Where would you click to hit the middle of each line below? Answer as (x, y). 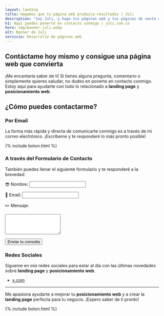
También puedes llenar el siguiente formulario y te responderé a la (72, 169)
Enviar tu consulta (24, 242)
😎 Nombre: (17, 184)
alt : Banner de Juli (26, 32)
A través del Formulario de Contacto (49, 158)
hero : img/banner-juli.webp (34, 28)
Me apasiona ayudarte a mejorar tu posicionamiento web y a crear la (75, 294)
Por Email (17, 121)
